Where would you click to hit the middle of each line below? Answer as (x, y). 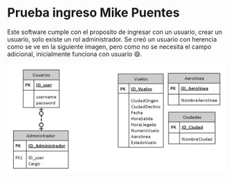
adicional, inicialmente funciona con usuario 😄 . (75, 54)
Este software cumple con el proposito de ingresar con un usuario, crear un (115, 32)
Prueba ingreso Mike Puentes (93, 13)
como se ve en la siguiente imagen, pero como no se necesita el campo (109, 46)
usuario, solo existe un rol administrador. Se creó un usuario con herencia (112, 39)
